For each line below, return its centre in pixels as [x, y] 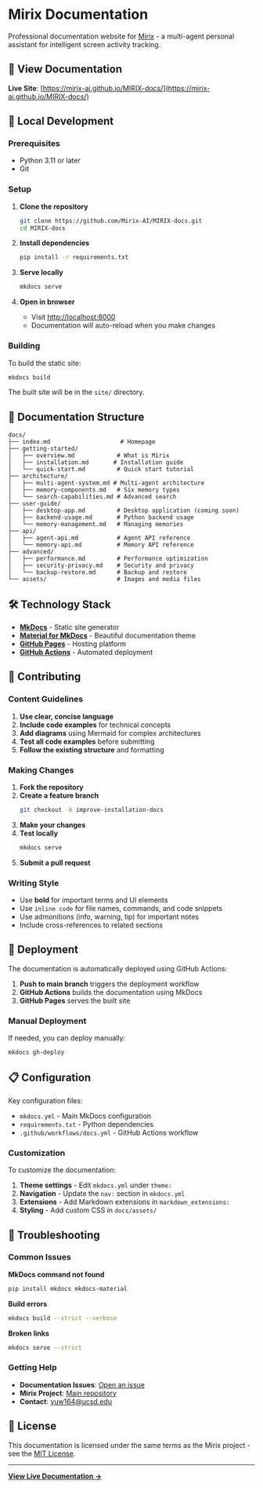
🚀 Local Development [61, 121]
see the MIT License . [42, 1453]
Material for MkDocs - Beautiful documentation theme [108, 636]
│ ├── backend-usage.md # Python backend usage [101, 517]
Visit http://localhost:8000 [73, 317]
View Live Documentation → [55, 1476]
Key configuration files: [45, 1100]
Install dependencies [54, 243]
